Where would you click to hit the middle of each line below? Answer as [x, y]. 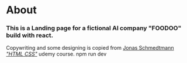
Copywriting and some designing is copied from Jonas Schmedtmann [90, 48]
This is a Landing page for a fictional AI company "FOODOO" [94, 28]
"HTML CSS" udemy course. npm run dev [56, 54]
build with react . [30, 35]
